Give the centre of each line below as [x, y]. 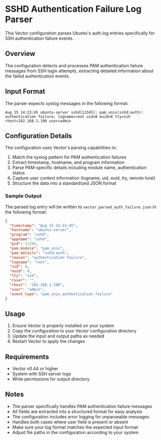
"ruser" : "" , [23, 280]
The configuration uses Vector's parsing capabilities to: [61, 148]
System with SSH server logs [41, 374]
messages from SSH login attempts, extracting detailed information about [79, 71]
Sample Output [23, 196]
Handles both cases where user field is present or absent [70, 422]
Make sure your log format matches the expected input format [75, 427]
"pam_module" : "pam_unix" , [37, 248]
